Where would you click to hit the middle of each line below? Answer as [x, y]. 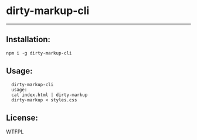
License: [22, 117]
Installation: [28, 40]
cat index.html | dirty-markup [50, 95]
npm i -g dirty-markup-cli [39, 53]
